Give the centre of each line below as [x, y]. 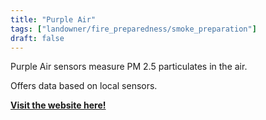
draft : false [37, 38]
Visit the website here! [58, 105]
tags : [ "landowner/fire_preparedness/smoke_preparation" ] [133, 29]
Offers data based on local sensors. [84, 86]
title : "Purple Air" [53, 19]
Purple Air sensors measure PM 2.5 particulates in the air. [129, 67]
